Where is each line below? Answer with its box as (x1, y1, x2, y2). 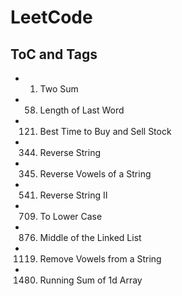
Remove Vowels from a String (39, 253, 162, 265)
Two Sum (39, 83, 79, 95)
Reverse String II (39, 189, 108, 201)
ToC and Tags (10, 46, 98, 63)
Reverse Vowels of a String (39, 168, 152, 180)
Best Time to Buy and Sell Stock (39, 126, 172, 137)
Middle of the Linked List (39, 232, 142, 243)
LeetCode (10, 6, 93, 29)
